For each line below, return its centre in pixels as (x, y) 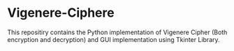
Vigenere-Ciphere (61, 13)
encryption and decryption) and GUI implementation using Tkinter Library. (114, 39)
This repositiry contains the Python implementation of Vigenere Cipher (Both (117, 32)
